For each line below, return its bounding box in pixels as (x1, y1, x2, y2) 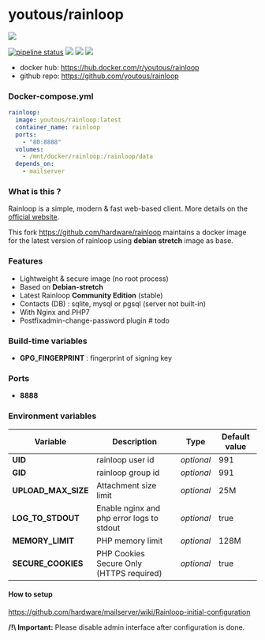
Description (111, 436, 158, 447)
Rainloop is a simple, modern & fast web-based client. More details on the (8, 204, 248, 214)
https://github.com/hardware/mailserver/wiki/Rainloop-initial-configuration (8, 607, 251, 616)
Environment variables (8, 410, 97, 421)
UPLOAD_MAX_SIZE (12, 485, 89, 496)
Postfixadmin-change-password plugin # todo (19, 316, 170, 325)
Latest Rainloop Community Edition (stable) (19, 290, 163, 300)
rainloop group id (95, 467, 160, 478)
